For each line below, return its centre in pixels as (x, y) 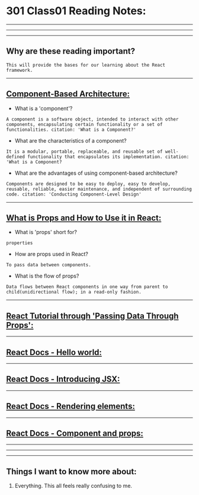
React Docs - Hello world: (54, 352)
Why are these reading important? (71, 51)
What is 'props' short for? (46, 232)
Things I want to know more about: (72, 472)
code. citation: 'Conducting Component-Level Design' (74, 194)
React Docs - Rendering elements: (70, 406)
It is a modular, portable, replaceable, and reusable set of (84, 152)
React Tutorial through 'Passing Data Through (92, 316)
